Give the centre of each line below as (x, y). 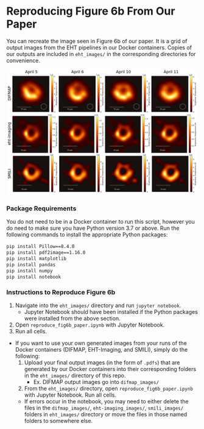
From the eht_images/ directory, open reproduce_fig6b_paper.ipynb (109, 389)
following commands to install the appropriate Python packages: (87, 235)
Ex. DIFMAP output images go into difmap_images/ (96, 382)
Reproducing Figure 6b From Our (91, 11)
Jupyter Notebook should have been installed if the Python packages (111, 312)
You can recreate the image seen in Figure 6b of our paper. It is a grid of (97, 41)
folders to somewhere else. (58, 421)
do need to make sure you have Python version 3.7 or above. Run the (93, 228)
